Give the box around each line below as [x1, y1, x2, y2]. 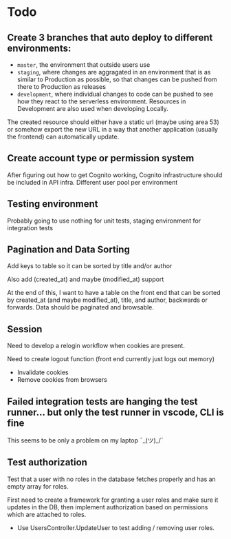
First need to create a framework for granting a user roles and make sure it [7, 496, 219, 504]
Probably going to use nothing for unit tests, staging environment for [7, 216, 201, 225]
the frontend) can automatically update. [7, 132, 120, 141]
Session [7, 323, 43, 335]
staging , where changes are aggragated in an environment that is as [16, 68, 211, 76]
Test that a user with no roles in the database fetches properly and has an [7, 475, 217, 483]
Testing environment [7, 198, 98, 210]
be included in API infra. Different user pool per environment [7, 178, 178, 186]
